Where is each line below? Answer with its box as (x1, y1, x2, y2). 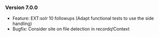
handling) (12, 20, 32, 26)
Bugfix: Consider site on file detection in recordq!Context (12, 26, 130, 32)
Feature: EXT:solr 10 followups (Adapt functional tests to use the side (12, 15, 154, 21)
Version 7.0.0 (5, 4, 38, 11)
